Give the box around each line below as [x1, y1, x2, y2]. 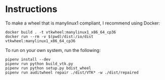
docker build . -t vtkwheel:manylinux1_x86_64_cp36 [5, 29, 116, 34]
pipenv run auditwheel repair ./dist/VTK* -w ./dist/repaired [5, 70, 139, 75]
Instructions [5, 3, 58, 15]
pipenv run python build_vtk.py [5, 61, 73, 66]
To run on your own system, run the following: [5, 47, 101, 53]
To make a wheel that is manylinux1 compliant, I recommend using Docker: [5, 20, 160, 26]
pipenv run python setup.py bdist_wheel [5, 65, 92, 70]
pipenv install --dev [5, 56, 51, 62]
